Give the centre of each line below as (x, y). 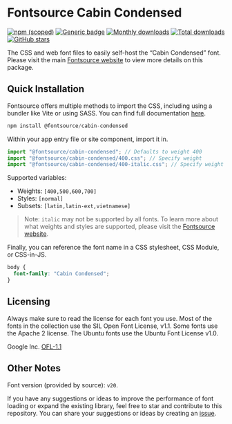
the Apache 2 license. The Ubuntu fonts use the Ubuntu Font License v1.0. (113, 333)
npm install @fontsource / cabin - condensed (68, 126)
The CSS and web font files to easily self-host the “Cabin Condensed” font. (114, 53)
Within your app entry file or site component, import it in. (88, 139)
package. (20, 67)
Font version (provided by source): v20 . (63, 385)
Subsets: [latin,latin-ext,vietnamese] (74, 206)
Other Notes (34, 368)
